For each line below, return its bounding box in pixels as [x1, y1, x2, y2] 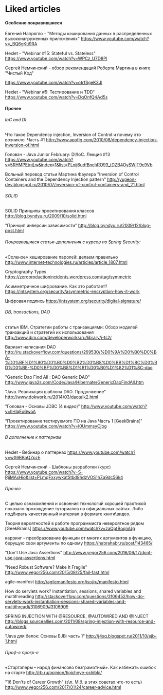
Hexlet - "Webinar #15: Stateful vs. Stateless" [5, 50, 96, 57]
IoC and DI [5, 116, 27, 122]
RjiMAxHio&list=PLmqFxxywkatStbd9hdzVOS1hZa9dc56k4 [5, 474, 123, 480]
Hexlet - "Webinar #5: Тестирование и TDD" [5, 89, 95, 95]
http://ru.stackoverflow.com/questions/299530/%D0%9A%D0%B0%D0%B [5, 349, 157, 355]
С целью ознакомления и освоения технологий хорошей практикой [5, 501, 146, 506]
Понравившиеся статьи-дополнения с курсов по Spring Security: [5, 239, 141, 245]
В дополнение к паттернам [5, 434, 62, 440]
